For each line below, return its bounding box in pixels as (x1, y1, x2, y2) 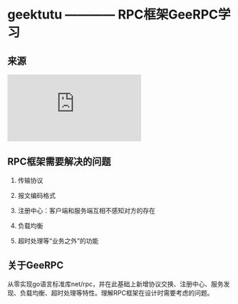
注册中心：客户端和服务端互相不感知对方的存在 (17, 206, 155, 214)
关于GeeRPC (7, 259, 64, 271)
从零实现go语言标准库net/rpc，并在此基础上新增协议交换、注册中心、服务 (7, 279, 224, 288)
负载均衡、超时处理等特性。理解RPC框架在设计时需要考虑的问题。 (19, 288, 214, 297)
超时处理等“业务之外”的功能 (17, 236, 99, 245)
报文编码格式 (17, 191, 56, 199)
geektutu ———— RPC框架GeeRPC (7, 6, 219, 23)
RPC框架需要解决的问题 (7, 156, 111, 168)
